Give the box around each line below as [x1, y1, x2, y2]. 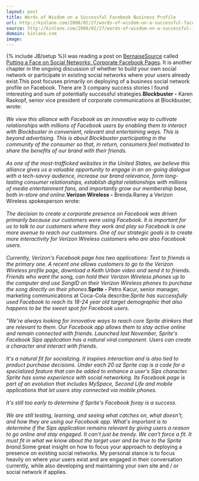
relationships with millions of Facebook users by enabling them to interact [6, 122, 187, 129]
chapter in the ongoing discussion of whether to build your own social [6, 65, 176, 72]
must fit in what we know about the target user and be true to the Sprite [6, 437, 182, 444]
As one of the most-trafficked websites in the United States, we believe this [6, 160, 190, 167]
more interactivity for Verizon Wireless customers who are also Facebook [6, 235, 186, 242]
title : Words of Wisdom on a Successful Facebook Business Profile [6, 14, 176, 20]
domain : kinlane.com [6, 31, 57, 37]
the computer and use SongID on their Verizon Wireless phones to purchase [6, 279, 192, 286]
